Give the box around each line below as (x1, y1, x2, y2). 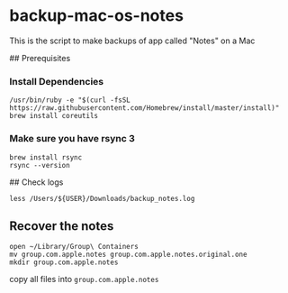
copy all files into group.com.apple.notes (9, 274, 159, 285)
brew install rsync (9, 152, 83, 162)
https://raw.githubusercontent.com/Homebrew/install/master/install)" (9, 104, 280, 113)
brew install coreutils (9, 112, 99, 121)
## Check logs (9, 177, 64, 188)
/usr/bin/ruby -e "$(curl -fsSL (9, 96, 130, 105)
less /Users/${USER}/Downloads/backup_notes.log (9, 194, 195, 203)
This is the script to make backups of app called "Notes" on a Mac (9, 35, 256, 46)
